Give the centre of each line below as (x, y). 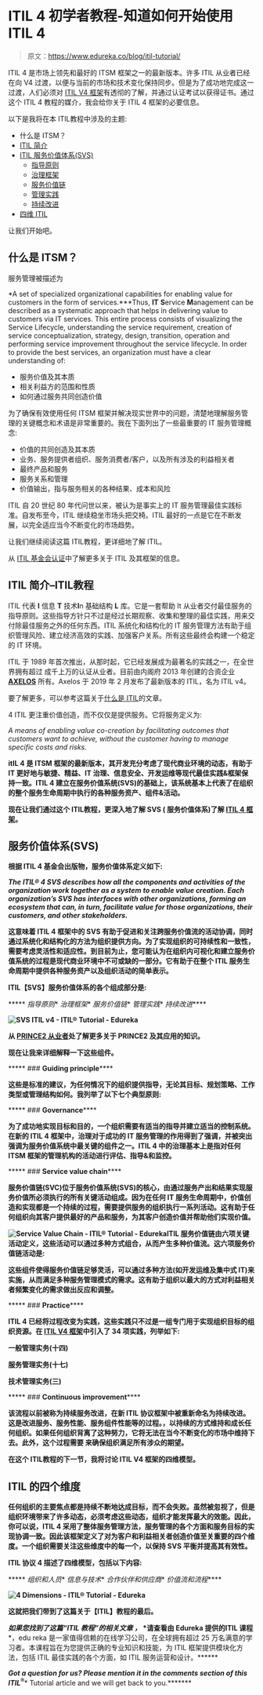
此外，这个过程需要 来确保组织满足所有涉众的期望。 (105, 1443)
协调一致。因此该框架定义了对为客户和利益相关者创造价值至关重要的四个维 (135, 1536)
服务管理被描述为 (36, 278)
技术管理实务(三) (35, 1381)
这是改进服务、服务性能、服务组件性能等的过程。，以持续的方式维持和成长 (126, 1423)
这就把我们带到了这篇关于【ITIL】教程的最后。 (83, 1611)
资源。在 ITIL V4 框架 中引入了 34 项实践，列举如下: (97, 1332)
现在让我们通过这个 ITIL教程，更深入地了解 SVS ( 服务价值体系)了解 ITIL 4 (126, 809)
